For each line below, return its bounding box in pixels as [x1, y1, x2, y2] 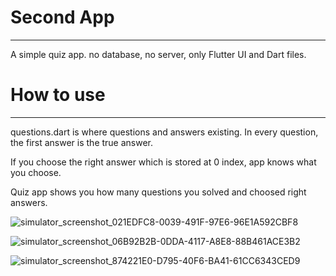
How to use [10, 84, 106, 106]
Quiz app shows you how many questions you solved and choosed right [10, 186, 307, 198]
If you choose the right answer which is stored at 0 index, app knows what [10, 156, 317, 168]
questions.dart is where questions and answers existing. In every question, [10, 126, 319, 138]
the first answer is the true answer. [10, 136, 154, 148]
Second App [10, 6, 115, 29]
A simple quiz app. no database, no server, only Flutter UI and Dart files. [10, 48, 307, 60]
